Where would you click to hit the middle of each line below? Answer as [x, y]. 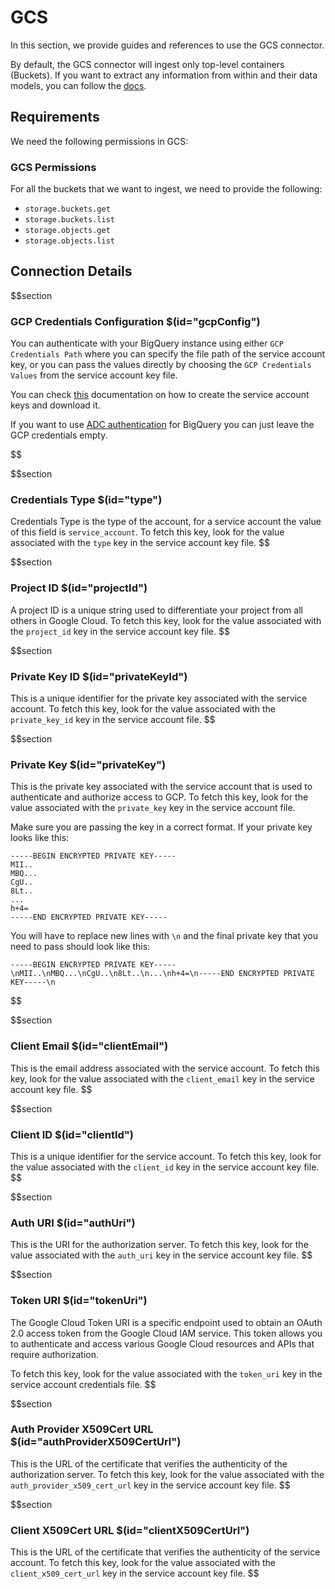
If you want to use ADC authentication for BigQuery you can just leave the [162, 425]
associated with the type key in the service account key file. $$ [140, 543]
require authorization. [55, 1354]
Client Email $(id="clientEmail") [89, 1046]
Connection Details [71, 271]
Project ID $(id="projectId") [79, 588]
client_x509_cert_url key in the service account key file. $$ [135, 1573]
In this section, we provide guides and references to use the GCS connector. [167, 45]
